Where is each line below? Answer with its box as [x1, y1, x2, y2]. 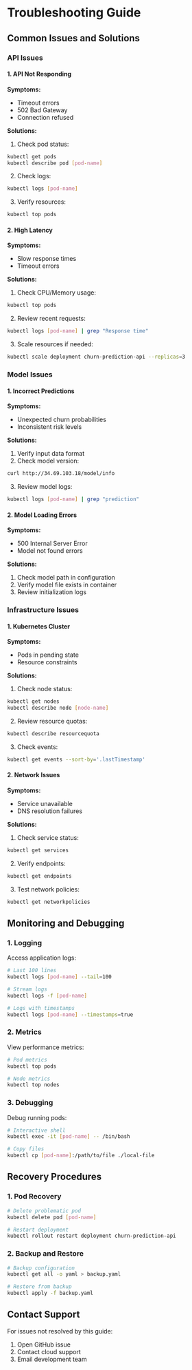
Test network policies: [16, 885, 80, 893]
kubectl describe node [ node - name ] [7, 704, 109, 712]
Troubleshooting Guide [7, 5, 141, 21]
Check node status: [16, 685, 73, 693]
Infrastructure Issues [7, 605, 79, 615]
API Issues [7, 53, 43, 63]
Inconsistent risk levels [16, 423, 82, 431]
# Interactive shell [7, 1127, 67, 1134]
